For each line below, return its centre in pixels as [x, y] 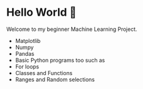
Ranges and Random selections [55, 79]
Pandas [25, 53]
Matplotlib [28, 41]
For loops [27, 67]
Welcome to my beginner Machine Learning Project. [72, 29]
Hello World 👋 [42, 12]
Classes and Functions [44, 73]
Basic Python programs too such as [60, 60]
